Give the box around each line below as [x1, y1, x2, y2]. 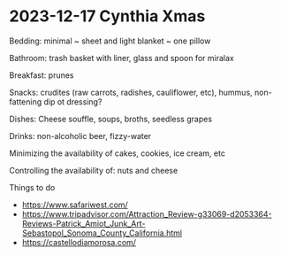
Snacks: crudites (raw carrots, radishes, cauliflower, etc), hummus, [9, 87, 254, 97]
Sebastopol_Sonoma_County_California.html [21, 228, 183, 238]
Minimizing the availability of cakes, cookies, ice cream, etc [9, 148, 225, 159]
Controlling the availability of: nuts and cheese [9, 165, 178, 175]
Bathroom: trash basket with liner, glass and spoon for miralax [9, 52, 234, 63]
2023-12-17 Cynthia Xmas [9, 6, 206, 27]
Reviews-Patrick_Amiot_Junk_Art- [21, 218, 146, 229]
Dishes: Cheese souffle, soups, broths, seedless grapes [9, 113, 213, 124]
